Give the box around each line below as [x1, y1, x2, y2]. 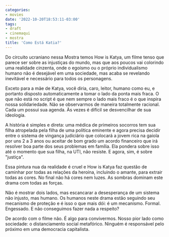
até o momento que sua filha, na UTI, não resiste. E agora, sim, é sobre [5, 148, 152, 154]
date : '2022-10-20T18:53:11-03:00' [5, 17, 80, 22]
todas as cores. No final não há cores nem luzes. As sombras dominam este [5, 174, 163, 181]
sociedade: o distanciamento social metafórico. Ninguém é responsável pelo [5, 220, 164, 227]
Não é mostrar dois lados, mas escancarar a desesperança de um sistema [5, 190, 160, 196]
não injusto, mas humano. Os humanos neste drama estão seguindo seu [5, 195, 155, 201]
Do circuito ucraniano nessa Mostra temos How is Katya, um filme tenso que [5, 54, 164, 60]
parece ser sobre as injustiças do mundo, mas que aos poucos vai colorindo [5, 59, 164, 66]
